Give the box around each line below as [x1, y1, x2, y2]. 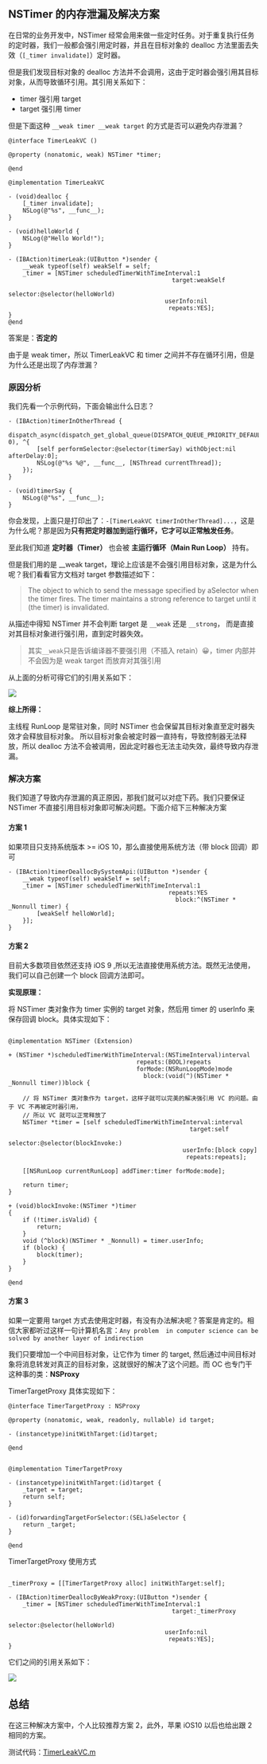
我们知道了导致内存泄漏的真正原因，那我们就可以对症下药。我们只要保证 [8, 793, 245, 802]
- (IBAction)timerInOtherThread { [8, 417, 123, 425]
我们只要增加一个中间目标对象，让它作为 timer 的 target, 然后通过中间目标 [8, 1350, 250, 1359]
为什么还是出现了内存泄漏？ [8, 359, 99, 369]
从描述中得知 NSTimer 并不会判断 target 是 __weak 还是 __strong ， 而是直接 [8, 619, 254, 629]
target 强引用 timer [19, 104, 82, 113]
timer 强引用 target [19, 94, 82, 104]
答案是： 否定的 [8, 333, 57, 343]
